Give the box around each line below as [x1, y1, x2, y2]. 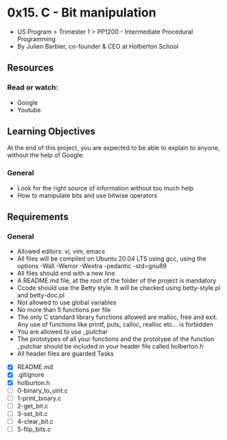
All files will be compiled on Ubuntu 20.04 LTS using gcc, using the [16, 254, 206, 263]
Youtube [16, 105, 41, 114]
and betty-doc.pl [16, 291, 65, 300]
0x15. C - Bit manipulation [7, 5, 156, 21]
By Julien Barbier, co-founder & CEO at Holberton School [16, 42, 179, 50]
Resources [7, 62, 54, 74]
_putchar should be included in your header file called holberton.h [16, 342, 204, 351]
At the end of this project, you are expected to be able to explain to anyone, [7, 144, 220, 152]
